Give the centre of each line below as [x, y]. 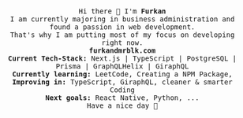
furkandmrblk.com [122, 51]
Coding [122, 90]
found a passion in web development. [122, 27]
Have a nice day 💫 [122, 106]
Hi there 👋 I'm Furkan [122, 11]
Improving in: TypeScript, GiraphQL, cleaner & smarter [122, 82]
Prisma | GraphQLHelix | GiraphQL [122, 66]
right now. [122, 43]
